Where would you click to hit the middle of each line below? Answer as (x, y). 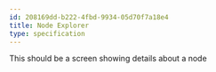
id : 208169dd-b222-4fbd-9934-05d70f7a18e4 (89, 17)
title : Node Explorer (49, 25)
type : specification (48, 33)
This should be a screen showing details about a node (108, 59)
